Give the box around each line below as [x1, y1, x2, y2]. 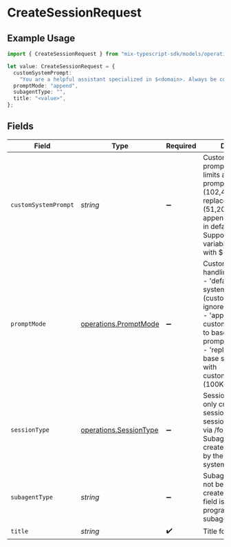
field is [202, 497, 225, 506]
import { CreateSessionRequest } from [7, 50, 118, 57]
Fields [7, 121, 34, 132]
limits [202, 170, 220, 179]
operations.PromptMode [80, 319, 159, 328]
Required [166, 141, 197, 150]
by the [202, 450, 223, 460]
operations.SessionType [80, 425, 159, 435]
